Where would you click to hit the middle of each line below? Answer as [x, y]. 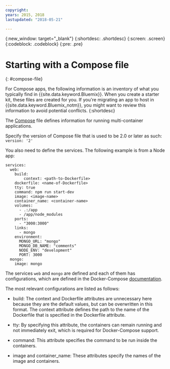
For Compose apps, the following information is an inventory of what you [82, 89]
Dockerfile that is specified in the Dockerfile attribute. [69, 315]
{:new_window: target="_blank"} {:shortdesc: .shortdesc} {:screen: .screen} [85, 38]
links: [22, 228]
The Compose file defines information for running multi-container [74, 120]
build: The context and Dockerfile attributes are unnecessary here [82, 299]
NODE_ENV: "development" [45, 251]
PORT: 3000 [30, 255]
